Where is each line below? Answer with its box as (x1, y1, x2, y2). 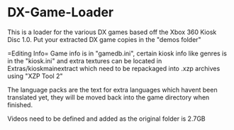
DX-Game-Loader (7, 4, 114, 21)
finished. (7, 100, 33, 109)
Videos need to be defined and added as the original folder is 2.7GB (7, 114, 206, 123)
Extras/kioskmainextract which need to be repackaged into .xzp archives (7, 64, 221, 72)
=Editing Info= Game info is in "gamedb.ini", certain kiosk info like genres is (7, 49, 227, 58)
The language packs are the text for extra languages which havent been (7, 85, 218, 94)
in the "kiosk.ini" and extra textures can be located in (7, 56, 162, 65)
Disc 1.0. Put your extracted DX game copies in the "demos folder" (7, 35, 201, 43)
